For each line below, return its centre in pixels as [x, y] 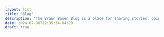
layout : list [18, 9]
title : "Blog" [20, 14]
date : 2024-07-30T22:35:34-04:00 [39, 23]
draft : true [17, 27]
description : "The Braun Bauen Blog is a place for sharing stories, [77, 18]
